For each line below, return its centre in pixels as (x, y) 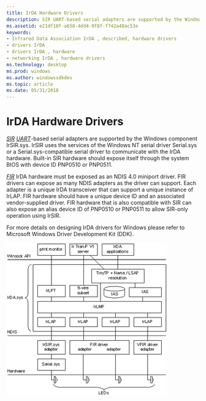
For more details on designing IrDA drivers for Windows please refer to (96, 227)
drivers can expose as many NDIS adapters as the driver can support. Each (101, 183)
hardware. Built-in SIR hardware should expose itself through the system (98, 158)
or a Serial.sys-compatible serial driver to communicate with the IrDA (93, 152)
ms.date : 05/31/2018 (33, 91)
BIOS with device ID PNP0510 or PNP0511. (59, 165)
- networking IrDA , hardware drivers (56, 58)
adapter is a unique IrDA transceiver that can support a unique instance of (100, 189)
